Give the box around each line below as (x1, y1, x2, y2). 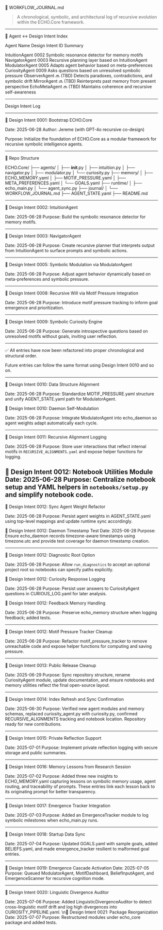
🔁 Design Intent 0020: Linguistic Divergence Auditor (5, 889, 109, 895)
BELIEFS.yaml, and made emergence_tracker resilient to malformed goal (5, 846, 149, 852)
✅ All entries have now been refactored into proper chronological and (5, 347, 144, 353)
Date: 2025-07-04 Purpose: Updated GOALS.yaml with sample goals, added (5, 840, 158, 846)
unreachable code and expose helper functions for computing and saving (5, 643, 152, 649)
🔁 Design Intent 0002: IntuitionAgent (5, 204, 78, 210)
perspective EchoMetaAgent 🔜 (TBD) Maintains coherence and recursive (5, 84, 152, 90)
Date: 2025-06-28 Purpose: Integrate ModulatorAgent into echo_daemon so (5, 415, 157, 420)
